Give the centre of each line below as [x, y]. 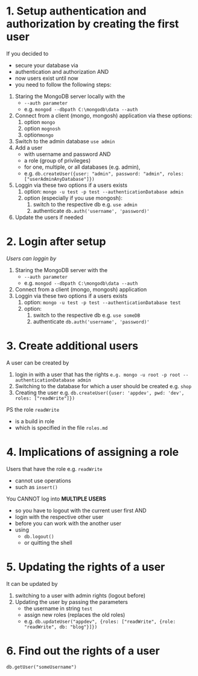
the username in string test [58, 608]
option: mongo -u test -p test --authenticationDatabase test [102, 302]
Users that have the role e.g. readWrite [54, 469]
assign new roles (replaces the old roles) [75, 614]
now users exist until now [46, 78]
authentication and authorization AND [62, 71]
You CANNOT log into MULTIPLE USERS [56, 499]
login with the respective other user [59, 517]
